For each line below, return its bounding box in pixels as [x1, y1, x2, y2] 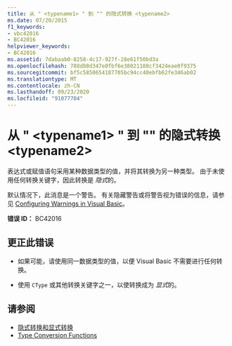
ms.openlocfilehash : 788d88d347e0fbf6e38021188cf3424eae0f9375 [7, 62, 197, 69]
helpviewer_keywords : [7, 43, 71, 50]
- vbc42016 [7, 29, 39, 37]
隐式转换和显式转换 [17, 323, 74, 331]
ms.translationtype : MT [7, 75, 77, 83]
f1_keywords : [7, 23, 46, 30]
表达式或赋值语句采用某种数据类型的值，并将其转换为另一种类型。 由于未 [7, 166, 219, 175]
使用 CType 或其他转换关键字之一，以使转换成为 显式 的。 [17, 280, 181, 288]
